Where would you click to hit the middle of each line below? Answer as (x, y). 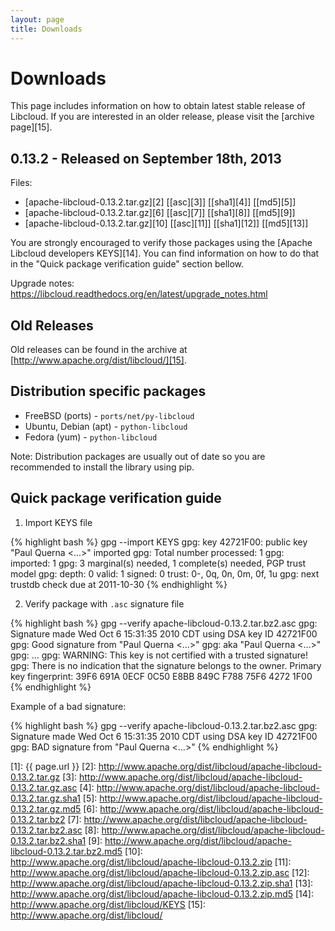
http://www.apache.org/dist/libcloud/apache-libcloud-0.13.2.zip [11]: (151, 862)
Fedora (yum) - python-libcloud (91, 437)
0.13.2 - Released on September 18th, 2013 (146, 158)
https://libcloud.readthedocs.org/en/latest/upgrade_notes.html (139, 294)
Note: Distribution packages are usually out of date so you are (138, 456)
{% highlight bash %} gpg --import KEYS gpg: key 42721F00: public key (159, 542)
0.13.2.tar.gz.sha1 (45, 798)
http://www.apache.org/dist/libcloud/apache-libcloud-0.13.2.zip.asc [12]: (160, 872)
